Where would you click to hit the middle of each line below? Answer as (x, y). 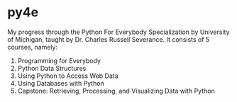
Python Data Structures (52, 68)
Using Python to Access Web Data (68, 76)
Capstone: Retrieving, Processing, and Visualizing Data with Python (116, 91)
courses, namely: (33, 47)
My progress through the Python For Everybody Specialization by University (118, 32)
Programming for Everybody (59, 60)
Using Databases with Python (61, 83)
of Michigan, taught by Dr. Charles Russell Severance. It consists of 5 (109, 39)
